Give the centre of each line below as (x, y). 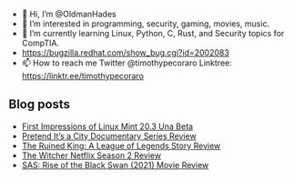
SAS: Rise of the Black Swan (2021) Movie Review (115, 164)
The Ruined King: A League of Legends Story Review (121, 145)
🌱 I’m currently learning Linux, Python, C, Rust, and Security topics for (153, 33)
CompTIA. (41, 43)
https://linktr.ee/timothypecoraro (83, 76)
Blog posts (39, 104)
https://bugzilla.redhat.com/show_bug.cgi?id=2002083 (125, 53)
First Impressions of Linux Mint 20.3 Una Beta (107, 126)
